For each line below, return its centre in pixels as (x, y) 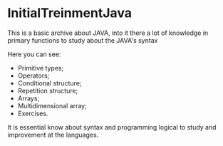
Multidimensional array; (52, 105)
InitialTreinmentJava (69, 13)
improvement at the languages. (53, 135)
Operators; (33, 75)
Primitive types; (41, 68)
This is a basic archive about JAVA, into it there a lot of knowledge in (108, 33)
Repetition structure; (48, 90)
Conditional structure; (50, 83)
